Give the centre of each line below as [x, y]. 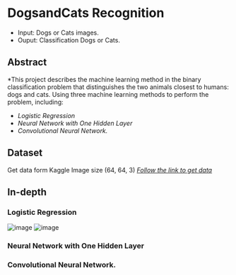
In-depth [27, 192]
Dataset [25, 153]
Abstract [27, 63]
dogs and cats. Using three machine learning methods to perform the [108, 94]
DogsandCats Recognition [86, 13]
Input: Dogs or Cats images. [58, 33]
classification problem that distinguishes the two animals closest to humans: [118, 87]
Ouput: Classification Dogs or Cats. [69, 40]
